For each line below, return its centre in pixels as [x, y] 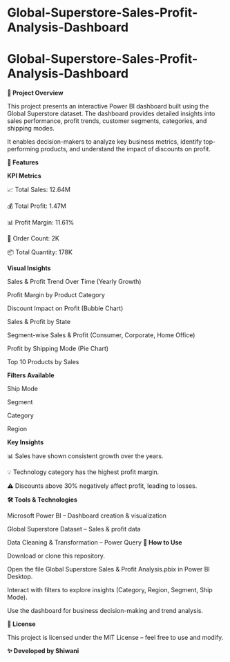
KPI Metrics [24, 176]
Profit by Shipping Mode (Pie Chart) [58, 349]
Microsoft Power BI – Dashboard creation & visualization [87, 516]
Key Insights [26, 442]
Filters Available [31, 375]
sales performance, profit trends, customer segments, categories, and [107, 121]
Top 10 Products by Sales [43, 362]
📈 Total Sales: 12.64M [39, 190]
